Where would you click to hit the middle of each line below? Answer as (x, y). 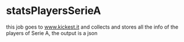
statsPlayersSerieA (54, 11)
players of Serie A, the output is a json (52, 33)
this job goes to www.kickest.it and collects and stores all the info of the (92, 27)
